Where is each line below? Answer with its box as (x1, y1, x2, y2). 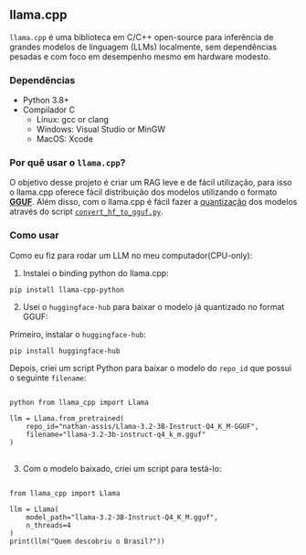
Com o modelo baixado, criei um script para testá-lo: (22, 463, 222, 474)
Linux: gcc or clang (36, 114, 110, 125)
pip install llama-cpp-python (9, 285, 125, 294)
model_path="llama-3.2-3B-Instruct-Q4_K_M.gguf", (26, 512, 219, 522)
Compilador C (22, 104, 76, 115)
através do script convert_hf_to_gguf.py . (9, 206, 164, 218)
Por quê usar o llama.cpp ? (9, 156, 126, 169)
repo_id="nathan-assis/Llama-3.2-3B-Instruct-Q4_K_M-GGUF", (26, 422, 259, 431)
